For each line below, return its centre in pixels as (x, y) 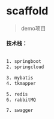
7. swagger (20, 111)
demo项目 (33, 28)
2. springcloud (25, 67)
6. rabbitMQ (21, 100)
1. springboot (24, 62)
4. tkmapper (21, 83)
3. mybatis (20, 78)
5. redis (17, 94)
